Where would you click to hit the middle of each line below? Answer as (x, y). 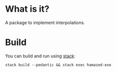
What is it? (27, 9)
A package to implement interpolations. (45, 23)
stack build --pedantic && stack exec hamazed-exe (58, 65)
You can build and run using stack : (40, 56)
